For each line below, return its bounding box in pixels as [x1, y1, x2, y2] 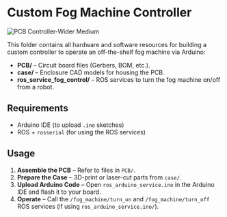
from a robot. [16, 83, 55, 91]
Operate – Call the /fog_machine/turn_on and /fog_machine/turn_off [16, 194, 210, 203]
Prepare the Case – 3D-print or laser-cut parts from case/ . [16, 173, 182, 182]
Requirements [7, 102, 68, 114]
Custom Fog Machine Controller [7, 5, 192, 20]
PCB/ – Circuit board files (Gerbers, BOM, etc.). [16, 61, 150, 69]
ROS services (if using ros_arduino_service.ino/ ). [16, 202, 159, 210]
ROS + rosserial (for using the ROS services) [16, 128, 146, 136]
